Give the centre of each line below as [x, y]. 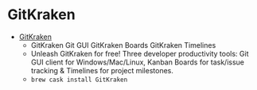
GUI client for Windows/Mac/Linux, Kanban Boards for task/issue [137, 62]
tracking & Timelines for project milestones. [102, 70]
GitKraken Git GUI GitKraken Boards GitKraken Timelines [123, 45]
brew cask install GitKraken [79, 80]
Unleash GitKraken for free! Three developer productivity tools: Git [140, 53]
